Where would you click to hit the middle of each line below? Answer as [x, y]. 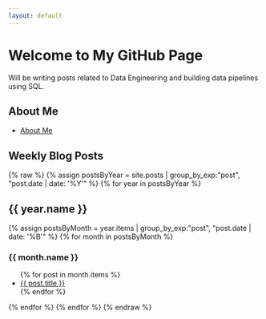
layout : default [35, 16]
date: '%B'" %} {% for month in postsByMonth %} [91, 236]
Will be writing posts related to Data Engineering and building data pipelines [133, 78]
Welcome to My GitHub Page [106, 55]
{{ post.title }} [42, 283]
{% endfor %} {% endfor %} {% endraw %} [80, 307]
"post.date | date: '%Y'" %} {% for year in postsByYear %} [105, 184]
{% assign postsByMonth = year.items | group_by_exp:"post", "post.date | [130, 228]
